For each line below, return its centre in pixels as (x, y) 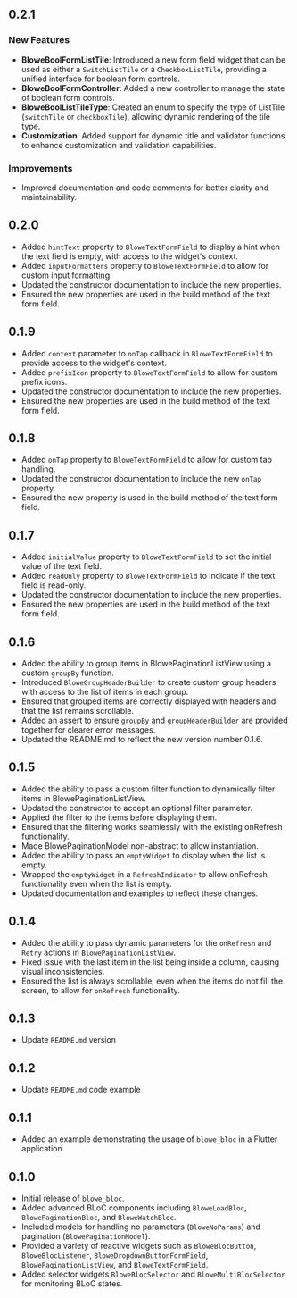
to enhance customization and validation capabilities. (119, 145)
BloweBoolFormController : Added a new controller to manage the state (153, 88)
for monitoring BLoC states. (72, 1283)
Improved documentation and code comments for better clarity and (145, 188)
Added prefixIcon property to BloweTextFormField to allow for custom (149, 372)
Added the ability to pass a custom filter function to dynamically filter (148, 789)
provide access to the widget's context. (94, 363)
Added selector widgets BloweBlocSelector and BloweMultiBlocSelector (153, 1274)
